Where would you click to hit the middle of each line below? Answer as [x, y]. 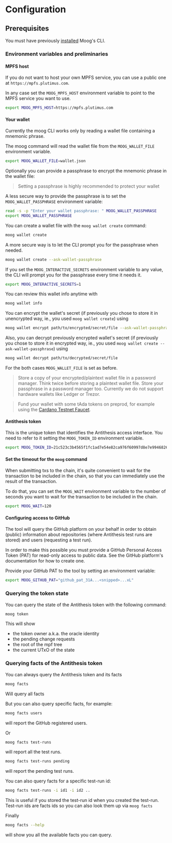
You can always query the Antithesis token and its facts [64, 674]
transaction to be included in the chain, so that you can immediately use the [85, 476]
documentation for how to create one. [45, 561]
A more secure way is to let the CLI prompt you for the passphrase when [82, 245]
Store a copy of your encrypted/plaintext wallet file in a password [87, 378]
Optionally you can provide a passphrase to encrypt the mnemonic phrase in [86, 171]
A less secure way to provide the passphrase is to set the [66, 196]
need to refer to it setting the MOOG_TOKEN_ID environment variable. [74, 438]
